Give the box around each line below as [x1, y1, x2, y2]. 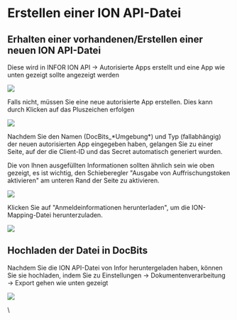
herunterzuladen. [53, 211, 103, 219]
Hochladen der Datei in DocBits [7, 245, 148, 257]
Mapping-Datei [7, 211, 52, 219]
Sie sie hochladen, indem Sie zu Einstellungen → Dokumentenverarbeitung [7, 271, 226, 280]
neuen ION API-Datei [7, 44, 101, 56]
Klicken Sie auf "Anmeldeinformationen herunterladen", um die [7, 204, 190, 211]
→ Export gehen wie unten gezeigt [7, 278, 109, 287]
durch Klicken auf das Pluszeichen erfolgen [7, 105, 135, 114]
